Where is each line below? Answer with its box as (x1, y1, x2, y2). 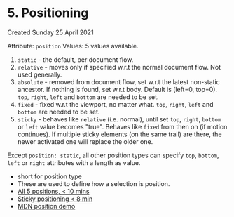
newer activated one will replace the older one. (17, 137, 153, 145)
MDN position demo (17, 202, 76, 210)
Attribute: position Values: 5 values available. (7, 41, 139, 50)
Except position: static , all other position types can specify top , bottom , (7, 151, 219, 159)
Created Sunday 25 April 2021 (7, 28, 94, 37)
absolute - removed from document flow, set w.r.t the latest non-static (17, 77, 221, 86)
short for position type (17, 172, 83, 180)
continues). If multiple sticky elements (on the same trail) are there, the (17, 130, 222, 138)
